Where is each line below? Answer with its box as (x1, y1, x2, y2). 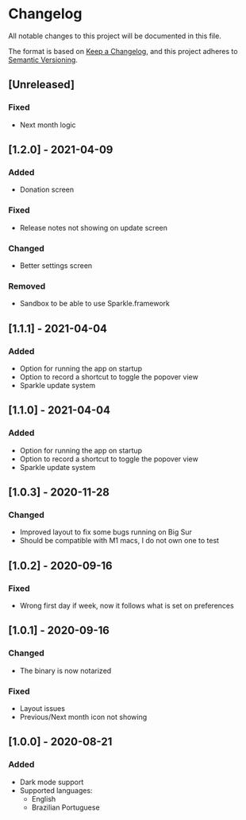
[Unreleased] (8, 78, 75, 91)
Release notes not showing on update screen (19, 223, 168, 232)
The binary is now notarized (19, 666, 112, 675)
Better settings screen (19, 260, 93, 270)
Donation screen (19, 185, 75, 195)
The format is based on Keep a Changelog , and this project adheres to (8, 46, 238, 56)
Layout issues (19, 703, 66, 713)
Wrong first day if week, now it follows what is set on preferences (19, 600, 234, 610)
